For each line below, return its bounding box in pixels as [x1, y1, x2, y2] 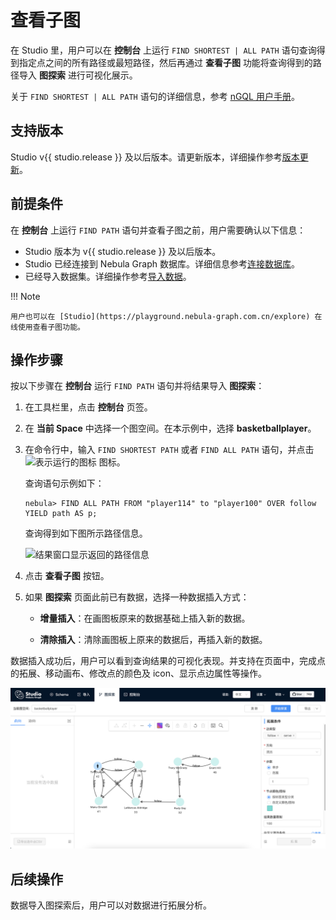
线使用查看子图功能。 [10, 322, 85, 332]
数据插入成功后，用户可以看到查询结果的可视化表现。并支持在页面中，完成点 [10, 655, 326, 667]
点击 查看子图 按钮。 [24, 570, 110, 582]
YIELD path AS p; [24, 509, 98, 519]
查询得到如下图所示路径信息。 [24, 527, 148, 540]
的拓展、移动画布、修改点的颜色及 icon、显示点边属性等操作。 [10, 667, 267, 680]
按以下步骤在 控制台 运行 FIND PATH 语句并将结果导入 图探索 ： [10, 380, 265, 392]
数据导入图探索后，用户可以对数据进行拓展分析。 [10, 899, 212, 911]
